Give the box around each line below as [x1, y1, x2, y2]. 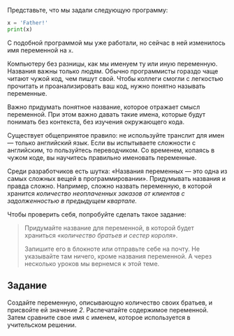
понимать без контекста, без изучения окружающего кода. [7, 117, 185, 126]
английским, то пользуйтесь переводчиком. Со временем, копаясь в [7, 146, 215, 154]
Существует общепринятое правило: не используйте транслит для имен [7, 131, 225, 139]
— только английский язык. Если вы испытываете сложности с [7, 138, 196, 147]
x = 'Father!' [7, 20, 49, 27]
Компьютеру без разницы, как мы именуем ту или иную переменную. [7, 59, 218, 68]
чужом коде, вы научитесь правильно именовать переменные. [7, 153, 197, 161]
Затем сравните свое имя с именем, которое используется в [7, 313, 191, 321]
